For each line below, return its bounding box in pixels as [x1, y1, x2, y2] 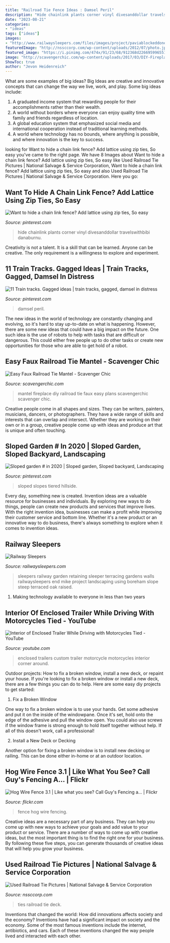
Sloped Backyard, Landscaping [5, 450, 106, 458]
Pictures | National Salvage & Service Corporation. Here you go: [5, 173, 138, 179]
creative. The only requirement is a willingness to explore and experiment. [5, 249, 159, 256]
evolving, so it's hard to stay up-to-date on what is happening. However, [5, 321, 156, 327]
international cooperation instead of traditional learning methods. [12, 125, 148, 132]
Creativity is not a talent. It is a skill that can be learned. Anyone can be [5, 244, 153, 250]
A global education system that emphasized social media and [12, 120, 141, 127]
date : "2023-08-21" [5, 17, 47, 22]
